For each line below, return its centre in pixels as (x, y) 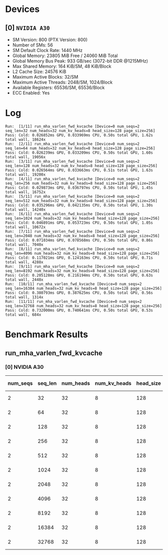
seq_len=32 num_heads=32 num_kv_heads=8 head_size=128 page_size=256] (80, 131)
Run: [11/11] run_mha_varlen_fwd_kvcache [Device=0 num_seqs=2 (73, 301)
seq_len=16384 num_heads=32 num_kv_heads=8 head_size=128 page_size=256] (84, 288)
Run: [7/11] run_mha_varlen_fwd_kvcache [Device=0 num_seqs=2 (72, 231)
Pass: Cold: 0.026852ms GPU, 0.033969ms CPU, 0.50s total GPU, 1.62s (79, 135)
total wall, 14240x (25, 209)
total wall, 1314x (24, 297)
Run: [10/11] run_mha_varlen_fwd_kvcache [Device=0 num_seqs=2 (73, 284)
